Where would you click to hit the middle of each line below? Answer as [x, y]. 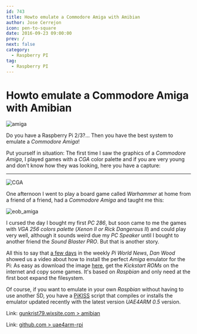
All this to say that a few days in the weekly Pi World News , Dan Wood [91, 253]
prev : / [16, 39]
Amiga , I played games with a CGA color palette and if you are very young [95, 159]
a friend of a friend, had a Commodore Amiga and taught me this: [85, 200]
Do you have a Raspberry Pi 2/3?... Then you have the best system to [90, 135]
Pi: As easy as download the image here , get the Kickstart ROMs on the [92, 266]
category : [18, 50]
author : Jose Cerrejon [34, 22]
